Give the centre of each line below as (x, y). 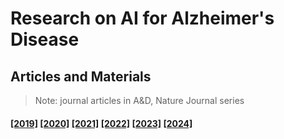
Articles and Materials (81, 76)
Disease (45, 39)
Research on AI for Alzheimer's (142, 18)
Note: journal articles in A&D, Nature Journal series (139, 100)
